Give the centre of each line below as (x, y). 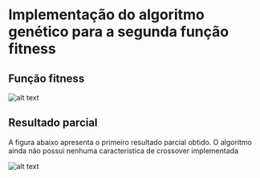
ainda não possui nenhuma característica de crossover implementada (124, 151)
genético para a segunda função (119, 32)
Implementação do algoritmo (106, 15)
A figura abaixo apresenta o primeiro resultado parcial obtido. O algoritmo (130, 142)
